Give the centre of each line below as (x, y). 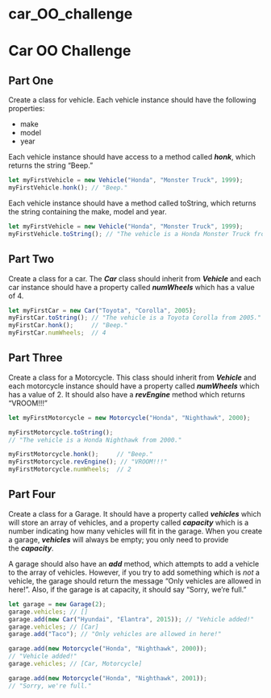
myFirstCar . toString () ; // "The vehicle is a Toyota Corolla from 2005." (135, 318)
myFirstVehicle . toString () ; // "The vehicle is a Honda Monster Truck (129, 234)
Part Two (31, 259)
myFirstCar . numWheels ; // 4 (57, 333)
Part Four (32, 494)
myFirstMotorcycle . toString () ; (61, 432)
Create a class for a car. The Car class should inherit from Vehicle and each (135, 278)
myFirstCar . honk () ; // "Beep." (68, 326)
